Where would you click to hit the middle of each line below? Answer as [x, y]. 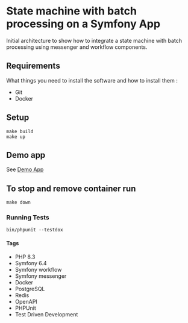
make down [19, 202]
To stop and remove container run [71, 188]
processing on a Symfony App [83, 24]
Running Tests [28, 218]
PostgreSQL [30, 289]
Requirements [33, 66]
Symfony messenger [41, 276]
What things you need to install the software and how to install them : [92, 80]
